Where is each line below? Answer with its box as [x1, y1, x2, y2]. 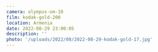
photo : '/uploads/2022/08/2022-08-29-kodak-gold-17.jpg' [6, 36, 153, 42]
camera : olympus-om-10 [6, 8, 64, 15]
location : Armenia [6, 20, 53, 26]
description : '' [6, 31, 47, 37]
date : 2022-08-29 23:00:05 [6, 25, 74, 32]
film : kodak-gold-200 [6, 14, 61, 20]
